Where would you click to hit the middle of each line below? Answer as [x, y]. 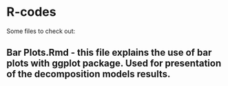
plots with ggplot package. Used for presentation [114, 64]
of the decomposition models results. [89, 74]
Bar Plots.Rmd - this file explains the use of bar [109, 53]
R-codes [31, 12]
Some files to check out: [41, 31]
